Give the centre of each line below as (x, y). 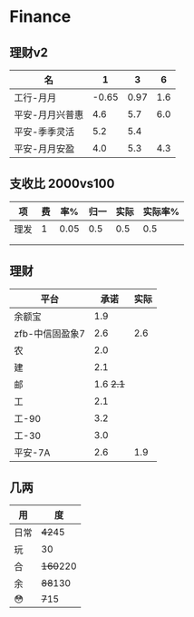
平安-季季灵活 (44, 132)
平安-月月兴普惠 (49, 115)
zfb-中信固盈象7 (50, 333)
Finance (40, 17)
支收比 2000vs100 (62, 184)
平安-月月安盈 (44, 149)
